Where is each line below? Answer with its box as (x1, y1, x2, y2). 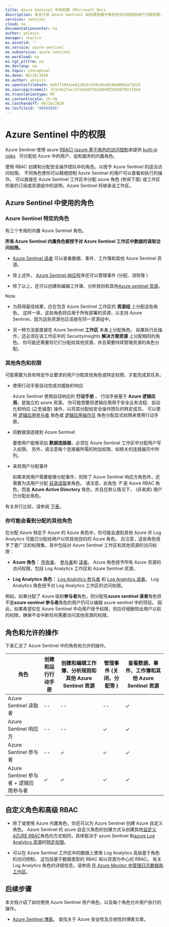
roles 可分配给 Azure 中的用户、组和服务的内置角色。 (5, 153, 118, 159)
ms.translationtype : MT (5, 92, 55, 97)
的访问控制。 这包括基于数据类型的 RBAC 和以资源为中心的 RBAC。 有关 (12, 856, 162, 862)
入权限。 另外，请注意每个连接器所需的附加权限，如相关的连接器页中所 (12, 446, 159, 452)
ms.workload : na (5, 54, 39, 59)
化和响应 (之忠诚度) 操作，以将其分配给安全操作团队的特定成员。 (12, 406, 146, 412)
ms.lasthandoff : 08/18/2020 (5, 101, 64, 106)
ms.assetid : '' (5, 40, 37, 45)
